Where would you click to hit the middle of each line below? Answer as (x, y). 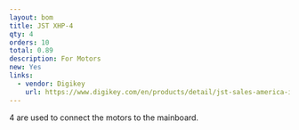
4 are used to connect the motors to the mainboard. (104, 118)
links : (21, 76)
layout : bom (31, 17)
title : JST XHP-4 (41, 26)
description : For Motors (55, 59)
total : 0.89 (31, 51)
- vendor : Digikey (52, 84)
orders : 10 (29, 42)
